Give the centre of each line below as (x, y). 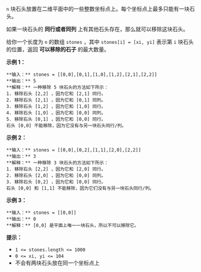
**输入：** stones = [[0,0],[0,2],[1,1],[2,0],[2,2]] (74, 150)
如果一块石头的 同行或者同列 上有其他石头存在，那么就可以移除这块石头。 (97, 29)
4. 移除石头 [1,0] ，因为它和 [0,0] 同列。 (56, 113)
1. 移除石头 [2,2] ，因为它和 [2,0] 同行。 (56, 169)
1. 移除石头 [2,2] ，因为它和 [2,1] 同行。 (56, 94)
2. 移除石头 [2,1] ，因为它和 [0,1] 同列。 (56, 100)
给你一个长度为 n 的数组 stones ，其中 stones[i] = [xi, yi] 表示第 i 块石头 (100, 42)
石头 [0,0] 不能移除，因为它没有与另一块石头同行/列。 (66, 125)
